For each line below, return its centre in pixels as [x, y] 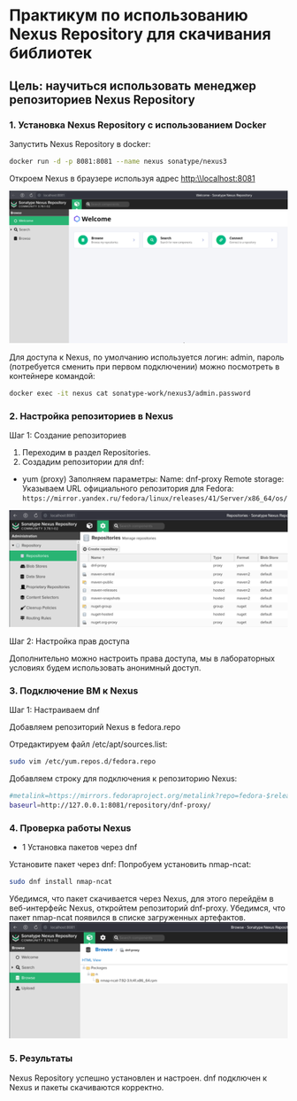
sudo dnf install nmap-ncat [61, 881]
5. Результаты [41, 1058]
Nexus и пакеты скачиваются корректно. [87, 1087]
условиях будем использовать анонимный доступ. [105, 667]
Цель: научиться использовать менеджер [133, 85]
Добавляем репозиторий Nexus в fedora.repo [95, 727]
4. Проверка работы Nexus [70, 827]
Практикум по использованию [129, 16]
